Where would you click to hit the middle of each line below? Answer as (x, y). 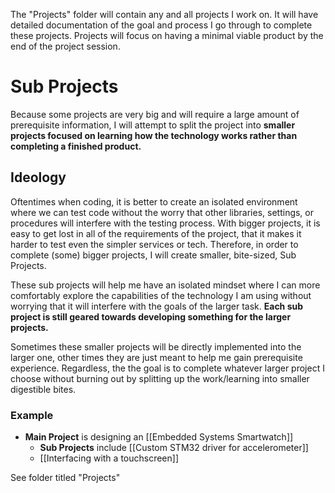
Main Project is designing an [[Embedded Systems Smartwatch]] (159, 437)
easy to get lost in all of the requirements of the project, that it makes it (156, 233)
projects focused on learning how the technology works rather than (154, 135)
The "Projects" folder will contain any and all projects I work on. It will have (164, 14)
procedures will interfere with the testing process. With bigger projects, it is (165, 223)
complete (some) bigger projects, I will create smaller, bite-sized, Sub (153, 255)
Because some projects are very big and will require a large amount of (155, 114)
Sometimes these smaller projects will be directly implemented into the (156, 346)
